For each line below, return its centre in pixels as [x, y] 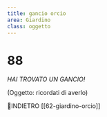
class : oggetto [29, 26]
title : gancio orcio [37, 13]
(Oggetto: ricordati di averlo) [48, 93]
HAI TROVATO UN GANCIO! [46, 79]
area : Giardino [29, 20]
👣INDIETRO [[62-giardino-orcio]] [54, 106]
